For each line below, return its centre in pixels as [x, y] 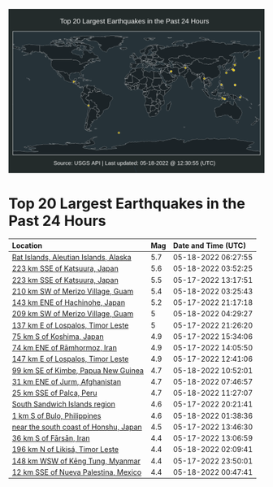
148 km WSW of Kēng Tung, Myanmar [76, 461]
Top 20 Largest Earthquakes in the [127, 203]
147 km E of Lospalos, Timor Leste [70, 359]
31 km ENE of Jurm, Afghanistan [67, 381]
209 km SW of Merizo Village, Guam [73, 314]
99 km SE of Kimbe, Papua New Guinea [78, 370]
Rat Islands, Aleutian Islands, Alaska [71, 258]
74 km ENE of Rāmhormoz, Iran [65, 348]
